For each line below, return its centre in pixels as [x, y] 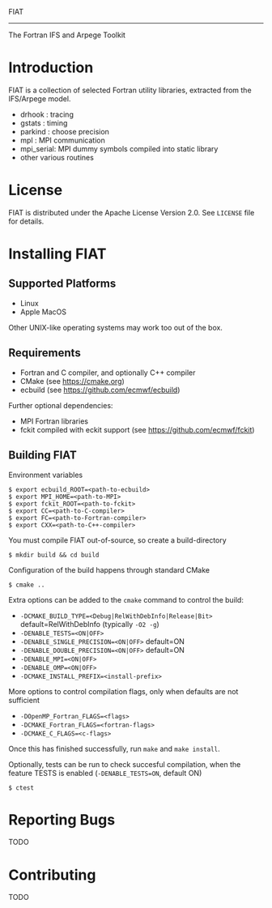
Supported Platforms [62, 284]
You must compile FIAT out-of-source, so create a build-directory [117, 540]
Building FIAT [42, 456]
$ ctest [21, 788]
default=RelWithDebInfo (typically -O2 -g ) [89, 624]
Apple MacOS [43, 312]
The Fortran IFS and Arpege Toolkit [67, 35]
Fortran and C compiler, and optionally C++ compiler [108, 373]
